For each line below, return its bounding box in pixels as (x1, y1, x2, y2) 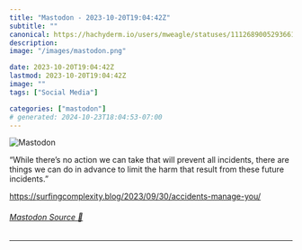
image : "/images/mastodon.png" (9, 47, 127, 56)
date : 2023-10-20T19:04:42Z (9, 63, 115, 72)
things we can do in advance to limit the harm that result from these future (9, 164, 285, 175)
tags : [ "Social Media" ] (9, 87, 99, 97)
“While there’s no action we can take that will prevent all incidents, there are (9, 155, 289, 165)
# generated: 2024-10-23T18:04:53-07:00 (9, 112, 164, 121)
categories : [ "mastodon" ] (9, 104, 106, 113)
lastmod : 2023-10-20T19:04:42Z (9, 71, 127, 81)
